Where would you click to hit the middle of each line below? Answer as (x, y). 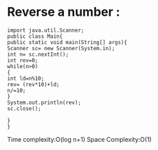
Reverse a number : (64, 12)
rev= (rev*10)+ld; (33, 84)
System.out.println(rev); (44, 103)
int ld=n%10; (26, 78)
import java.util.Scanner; (46, 30)
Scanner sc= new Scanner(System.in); (61, 48)
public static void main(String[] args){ (67, 42)
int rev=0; (23, 60)
